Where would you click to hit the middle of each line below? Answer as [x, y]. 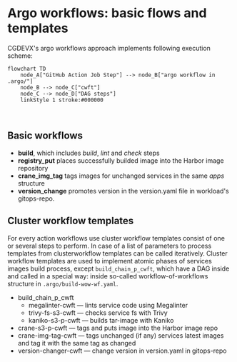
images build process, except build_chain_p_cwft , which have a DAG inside [118, 268]
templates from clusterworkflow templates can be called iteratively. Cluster [118, 253]
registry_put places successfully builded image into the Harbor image [121, 160]
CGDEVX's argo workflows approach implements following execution [109, 48]
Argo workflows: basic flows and [107, 13]
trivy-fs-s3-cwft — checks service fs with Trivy [98, 313]
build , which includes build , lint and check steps [89, 153]
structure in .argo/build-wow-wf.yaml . [63, 283]
